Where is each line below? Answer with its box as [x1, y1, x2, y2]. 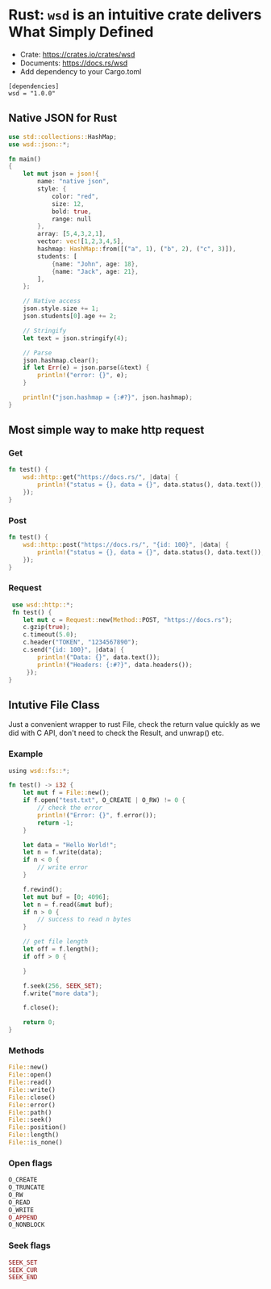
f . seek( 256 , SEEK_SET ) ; [23, 981, 103, 990]
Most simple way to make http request [8, 423, 205, 437]
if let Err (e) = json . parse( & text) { [23, 363, 150, 372]
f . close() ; [23, 1004, 60, 1012]
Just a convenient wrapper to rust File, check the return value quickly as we [8, 720, 261, 729]
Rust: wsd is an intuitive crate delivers [8, 6, 262, 24]
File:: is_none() [8, 1139, 63, 1147]
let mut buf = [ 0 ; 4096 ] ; [23, 892, 110, 901]
